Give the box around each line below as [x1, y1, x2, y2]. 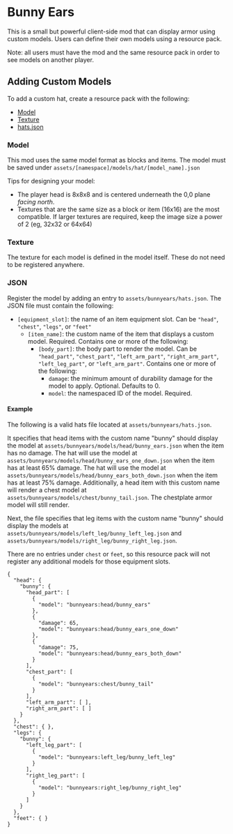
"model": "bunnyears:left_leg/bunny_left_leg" [38, 754, 176, 761]
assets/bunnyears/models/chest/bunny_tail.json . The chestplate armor [7, 493, 213, 501]
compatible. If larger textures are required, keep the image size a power [17, 213, 223, 221]
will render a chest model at [7, 485, 87, 494]
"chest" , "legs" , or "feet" [17, 322, 92, 331]
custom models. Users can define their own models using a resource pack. [7, 34, 223, 43]
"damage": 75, [38, 644, 79, 651]
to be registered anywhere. [7, 261, 85, 269]
